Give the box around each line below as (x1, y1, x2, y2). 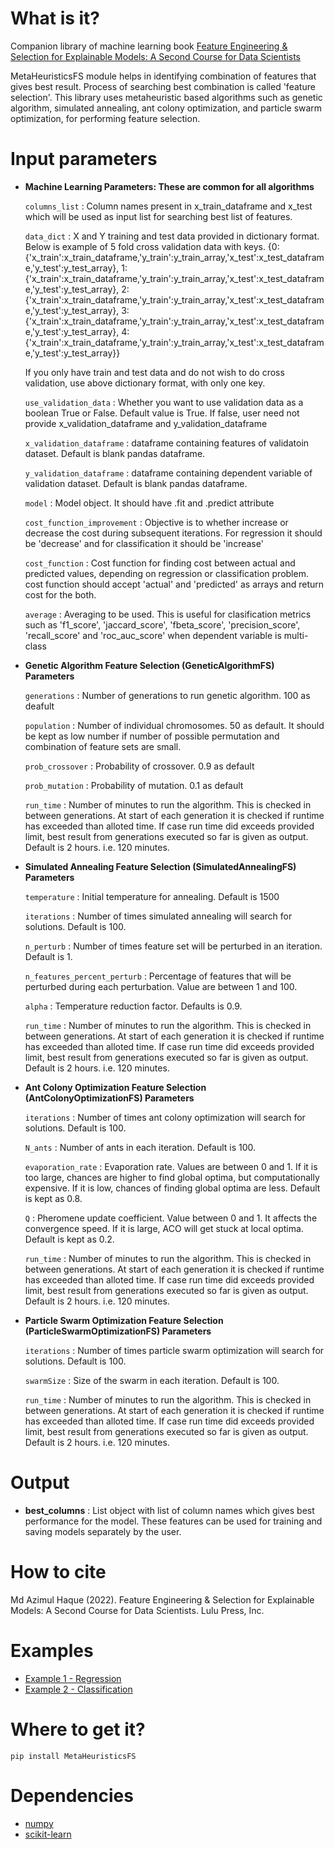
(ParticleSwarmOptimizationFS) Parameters (24, 1325, 212, 1337)
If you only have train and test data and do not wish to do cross (24, 366, 285, 378)
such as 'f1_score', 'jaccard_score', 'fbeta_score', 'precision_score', (24, 618, 301, 631)
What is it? (10, 7, 101, 30)
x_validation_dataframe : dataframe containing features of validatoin (24, 437, 310, 449)
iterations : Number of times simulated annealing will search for (24, 910, 293, 922)
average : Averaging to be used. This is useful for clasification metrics (24, 608, 312, 620)
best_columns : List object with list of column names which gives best (24, 1504, 315, 1516)
